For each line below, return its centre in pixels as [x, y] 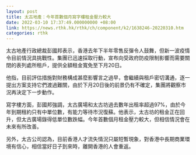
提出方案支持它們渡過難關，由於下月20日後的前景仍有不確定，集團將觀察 [94, 85]
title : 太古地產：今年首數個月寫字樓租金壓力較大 [59, 17]
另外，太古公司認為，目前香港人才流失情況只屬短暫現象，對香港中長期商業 [95, 139]
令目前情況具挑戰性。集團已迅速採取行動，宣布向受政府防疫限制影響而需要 [95, 58]
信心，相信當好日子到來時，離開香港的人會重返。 [75, 146]
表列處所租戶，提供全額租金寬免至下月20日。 [71, 66]
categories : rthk [27, 33]
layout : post [22, 11]
